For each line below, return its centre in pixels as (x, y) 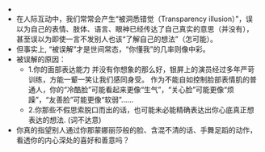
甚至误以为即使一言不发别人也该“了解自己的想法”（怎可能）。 (117, 39)
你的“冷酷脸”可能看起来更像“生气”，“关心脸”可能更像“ (139, 89)
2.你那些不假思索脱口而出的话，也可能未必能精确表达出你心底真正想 (141, 110)
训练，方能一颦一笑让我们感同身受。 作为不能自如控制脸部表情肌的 (139, 79)
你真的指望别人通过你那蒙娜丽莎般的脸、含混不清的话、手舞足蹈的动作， (136, 130)
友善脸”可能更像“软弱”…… (91, 99)
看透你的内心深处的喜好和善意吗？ (73, 140)
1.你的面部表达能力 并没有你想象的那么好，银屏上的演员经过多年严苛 (141, 69)
